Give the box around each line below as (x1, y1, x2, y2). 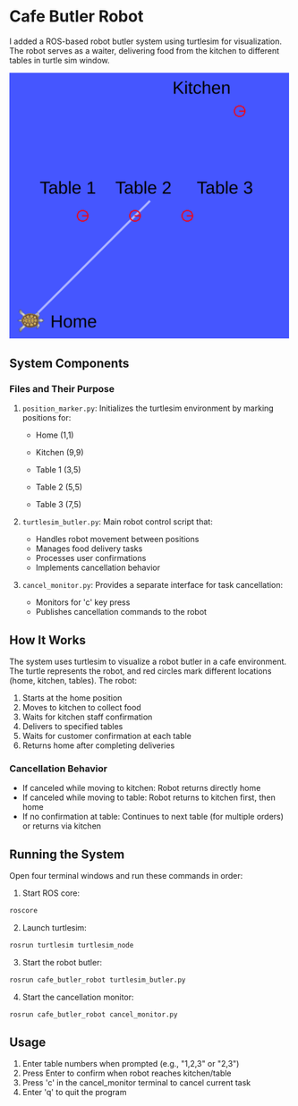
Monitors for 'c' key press (35, 597, 131, 608)
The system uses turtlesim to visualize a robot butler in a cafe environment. (9, 656, 287, 668)
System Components (9, 355, 130, 370)
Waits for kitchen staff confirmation (21, 711, 153, 722)
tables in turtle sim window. (9, 55, 110, 65)
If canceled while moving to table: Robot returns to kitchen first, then (21, 792, 276, 803)
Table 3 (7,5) (35, 499, 82, 510)
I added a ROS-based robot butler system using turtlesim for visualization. (9, 36, 283, 47)
